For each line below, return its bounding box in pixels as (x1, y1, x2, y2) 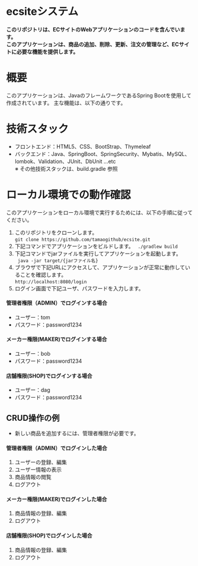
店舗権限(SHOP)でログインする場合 (6, 372, 93, 379)
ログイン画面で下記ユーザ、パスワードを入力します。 (14, 284, 144, 292)
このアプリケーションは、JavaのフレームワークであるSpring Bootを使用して (6, 92, 191, 99)
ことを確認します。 (20, 271, 67, 278)
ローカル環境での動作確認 (6, 188, 132, 202)
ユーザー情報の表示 (14, 466, 62, 474)
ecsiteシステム (6, 5, 79, 18)
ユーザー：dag (14, 386, 50, 394)
